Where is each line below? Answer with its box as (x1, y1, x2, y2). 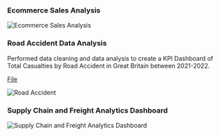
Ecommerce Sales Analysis (7, 6, 101, 15)
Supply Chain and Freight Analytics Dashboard (7, 106, 168, 115)
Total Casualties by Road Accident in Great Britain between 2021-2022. (7, 61, 210, 70)
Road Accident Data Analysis (7, 39, 107, 48)
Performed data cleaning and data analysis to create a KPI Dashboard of (7, 54, 214, 62)
